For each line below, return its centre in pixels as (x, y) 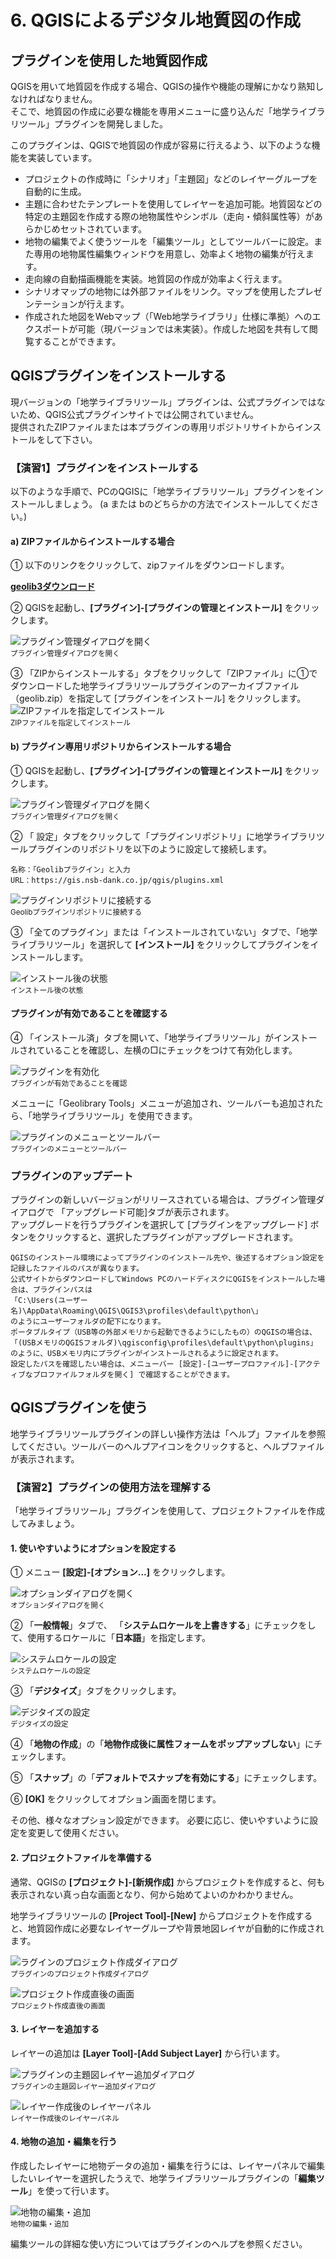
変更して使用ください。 (76, 1833)
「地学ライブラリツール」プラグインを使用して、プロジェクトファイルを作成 (167, 1511)
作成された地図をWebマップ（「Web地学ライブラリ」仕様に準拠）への (168, 316)
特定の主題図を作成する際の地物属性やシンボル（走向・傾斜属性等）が (169, 216)
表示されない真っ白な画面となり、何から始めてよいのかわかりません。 (154, 1894)
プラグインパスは (62, 1290)
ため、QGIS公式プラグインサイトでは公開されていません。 (139, 414)
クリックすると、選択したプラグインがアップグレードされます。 (167, 1237)
